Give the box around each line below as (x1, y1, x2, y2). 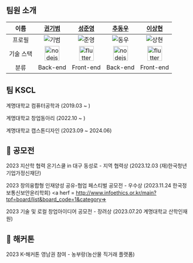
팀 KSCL (6, 86, 36, 95)
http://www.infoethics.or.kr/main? (76, 189, 157, 196)
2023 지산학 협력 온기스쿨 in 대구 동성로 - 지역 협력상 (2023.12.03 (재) (6, 162, 168, 169)
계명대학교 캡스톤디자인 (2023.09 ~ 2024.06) (6, 127, 112, 134)
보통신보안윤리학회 (6, 189, 49, 196)
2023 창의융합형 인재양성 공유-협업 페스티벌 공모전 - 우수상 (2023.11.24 (6, 182, 172, 189)
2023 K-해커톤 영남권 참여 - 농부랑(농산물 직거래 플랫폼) (6, 251, 135, 258)
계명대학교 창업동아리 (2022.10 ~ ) (6, 114, 86, 121)
